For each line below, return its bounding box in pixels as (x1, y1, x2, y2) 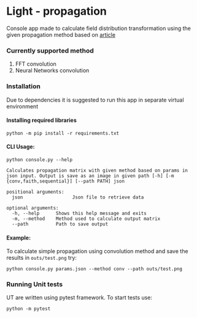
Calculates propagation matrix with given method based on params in (6, 167, 188, 173)
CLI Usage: (6, 143, 35, 151)
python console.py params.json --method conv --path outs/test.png (6, 266, 183, 272)
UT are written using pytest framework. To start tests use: (6, 294, 152, 301)
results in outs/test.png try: (6, 254, 77, 262)
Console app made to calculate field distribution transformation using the (6, 25, 191, 32)
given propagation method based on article (6, 31, 115, 38)
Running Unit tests (6, 280, 63, 289)
